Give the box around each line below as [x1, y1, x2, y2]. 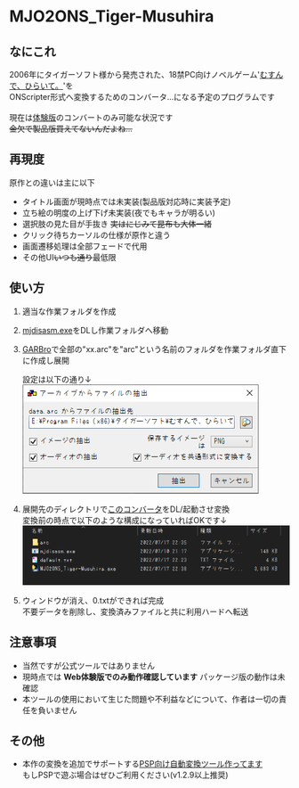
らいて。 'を [32, 80, 74, 91]
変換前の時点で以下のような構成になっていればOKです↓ [21, 514, 227, 525]
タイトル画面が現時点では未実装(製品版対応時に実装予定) [21, 196, 231, 207]
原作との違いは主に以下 [9, 176, 95, 188]
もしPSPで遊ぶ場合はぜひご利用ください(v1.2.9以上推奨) [21, 769, 229, 781]
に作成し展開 [21, 355, 69, 365]
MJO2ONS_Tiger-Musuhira [9, 6, 214, 27]
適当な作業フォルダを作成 [21, 306, 117, 316]
